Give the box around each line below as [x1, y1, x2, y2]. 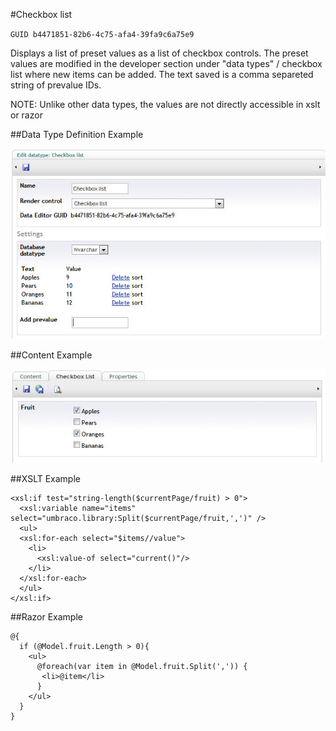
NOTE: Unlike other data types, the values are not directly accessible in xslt [10, 99, 321, 110]
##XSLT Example [10, 472, 81, 484]
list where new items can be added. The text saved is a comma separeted [10, 69, 314, 80]
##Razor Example [10, 610, 83, 623]
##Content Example [10, 349, 93, 361]
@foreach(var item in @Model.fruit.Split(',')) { [36, 661, 248, 671]
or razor [10, 109, 43, 121]
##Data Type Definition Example [10, 129, 144, 140]
